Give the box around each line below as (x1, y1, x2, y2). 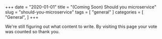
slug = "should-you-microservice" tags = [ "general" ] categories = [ (5, 9, 144, 15)
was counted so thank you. (5, 29, 60, 34)
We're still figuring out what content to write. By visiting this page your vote (5, 24, 158, 29)
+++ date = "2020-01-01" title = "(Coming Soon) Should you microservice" (5, 4, 157, 10)
